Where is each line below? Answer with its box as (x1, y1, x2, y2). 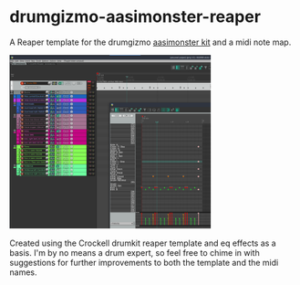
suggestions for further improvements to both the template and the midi (9, 257, 279, 268)
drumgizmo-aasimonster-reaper (9, 6, 262, 27)
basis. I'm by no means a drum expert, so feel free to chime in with (9, 247, 260, 258)
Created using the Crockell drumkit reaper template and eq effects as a (9, 237, 276, 248)
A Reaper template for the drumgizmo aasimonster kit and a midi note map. (9, 37, 292, 47)
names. (9, 267, 37, 278)
